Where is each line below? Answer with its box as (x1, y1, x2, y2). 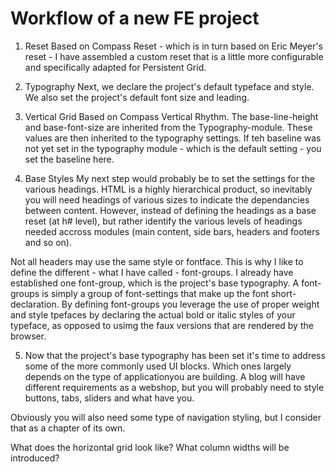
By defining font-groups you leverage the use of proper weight (61, 298, 320, 310)
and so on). (24, 236, 72, 248)
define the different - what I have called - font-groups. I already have (10, 266, 294, 278)
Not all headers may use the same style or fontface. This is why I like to (10, 255, 304, 267)
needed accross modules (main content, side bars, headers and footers (24, 225, 320, 237)
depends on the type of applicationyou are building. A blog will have (24, 370, 306, 382)
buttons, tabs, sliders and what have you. (24, 392, 195, 404)
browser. (10, 330, 47, 342)
